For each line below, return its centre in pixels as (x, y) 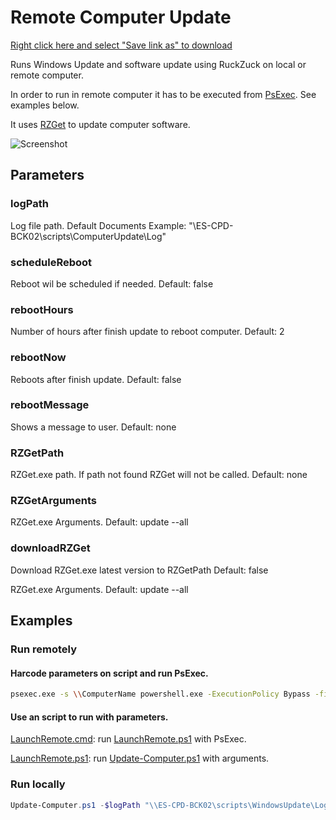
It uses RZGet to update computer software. (100, 124)
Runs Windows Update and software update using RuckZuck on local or (158, 64)
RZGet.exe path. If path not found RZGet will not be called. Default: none (159, 475)
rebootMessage (50, 405)
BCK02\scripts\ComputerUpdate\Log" (88, 236)
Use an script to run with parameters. (89, 717)
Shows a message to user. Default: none (93, 427)
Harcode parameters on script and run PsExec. (109, 673)
